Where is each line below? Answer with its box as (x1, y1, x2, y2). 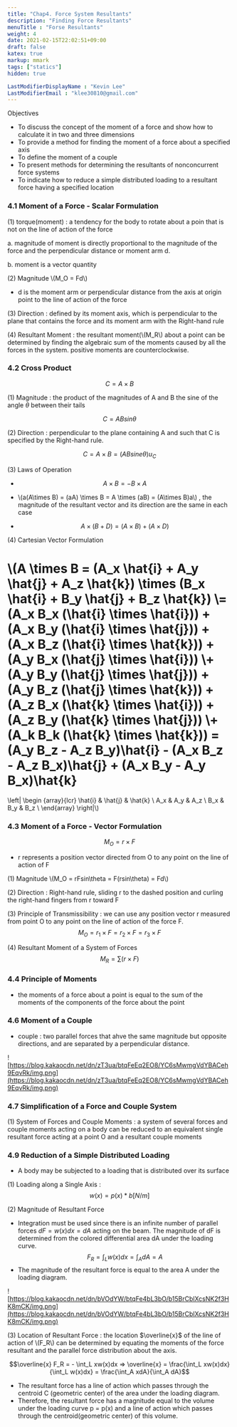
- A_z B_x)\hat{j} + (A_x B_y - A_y (7, 757, 206, 773)
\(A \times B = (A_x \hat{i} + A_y (7, 560, 199, 577)
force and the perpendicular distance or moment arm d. (7, 246, 171, 255)
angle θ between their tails (7, 400, 85, 409)
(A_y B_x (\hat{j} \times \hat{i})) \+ (7, 651, 215, 667)
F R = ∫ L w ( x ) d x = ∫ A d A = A (86, 1253, 163, 1263)
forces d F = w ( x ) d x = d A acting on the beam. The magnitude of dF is (17, 1226, 221, 1235)
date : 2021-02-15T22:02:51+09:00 (7, 37, 107, 44)
